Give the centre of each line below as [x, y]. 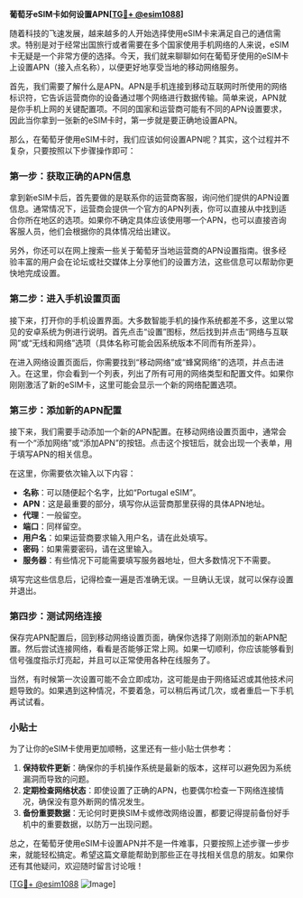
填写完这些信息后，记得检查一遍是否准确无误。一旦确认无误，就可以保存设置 [151, 579]
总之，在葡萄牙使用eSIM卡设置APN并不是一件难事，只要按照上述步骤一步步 [150, 844]
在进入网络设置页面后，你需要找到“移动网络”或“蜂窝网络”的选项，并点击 [143, 362]
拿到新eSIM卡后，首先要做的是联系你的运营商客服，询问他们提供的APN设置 [150, 198]
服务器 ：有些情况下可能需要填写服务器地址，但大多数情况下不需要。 [149, 560]
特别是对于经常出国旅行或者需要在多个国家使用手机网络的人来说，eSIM [157, 45]
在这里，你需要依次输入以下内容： [73, 473]
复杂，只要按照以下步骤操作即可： [73, 151]
